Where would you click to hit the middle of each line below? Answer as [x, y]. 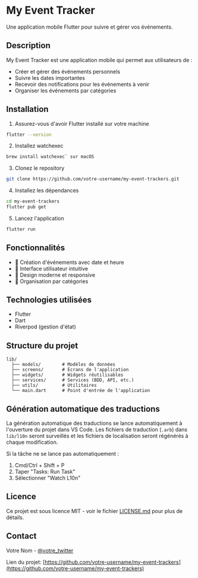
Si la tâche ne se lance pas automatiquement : [63, 454]
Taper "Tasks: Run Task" [45, 472]
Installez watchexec [39, 146]
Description [28, 46]
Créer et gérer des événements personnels [67, 72]
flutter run [21, 229]
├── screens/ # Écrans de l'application [70, 370]
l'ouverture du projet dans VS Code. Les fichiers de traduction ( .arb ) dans [97, 430]
